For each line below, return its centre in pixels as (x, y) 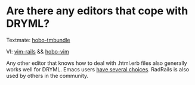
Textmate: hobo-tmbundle (38, 40)
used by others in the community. (47, 75)
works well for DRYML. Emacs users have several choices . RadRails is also (98, 69)
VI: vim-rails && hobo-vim (38, 51)
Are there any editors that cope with (97, 11)
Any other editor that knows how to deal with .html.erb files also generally (97, 63)
